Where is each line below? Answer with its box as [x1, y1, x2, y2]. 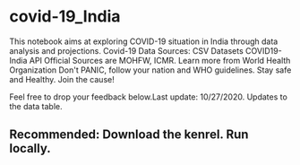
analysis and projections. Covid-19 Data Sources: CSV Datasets [9, 45, 244, 56]
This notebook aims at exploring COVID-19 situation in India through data [9, 36, 279, 47]
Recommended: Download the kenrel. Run [9, 127, 249, 143]
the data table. [9, 100, 63, 111]
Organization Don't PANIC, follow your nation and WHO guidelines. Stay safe [9, 65, 292, 75]
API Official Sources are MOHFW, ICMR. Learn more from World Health [29, 55, 291, 65]
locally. [9, 141, 51, 156]
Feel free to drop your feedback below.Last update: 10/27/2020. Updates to [9, 91, 288, 102]
